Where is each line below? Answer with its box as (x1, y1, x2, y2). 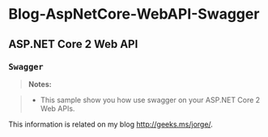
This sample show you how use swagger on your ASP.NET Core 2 (40, 95, 261, 105)
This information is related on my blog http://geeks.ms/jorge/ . (8, 119, 213, 129)
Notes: (28, 79, 52, 89)
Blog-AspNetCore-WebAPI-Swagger (8, 5, 260, 24)
